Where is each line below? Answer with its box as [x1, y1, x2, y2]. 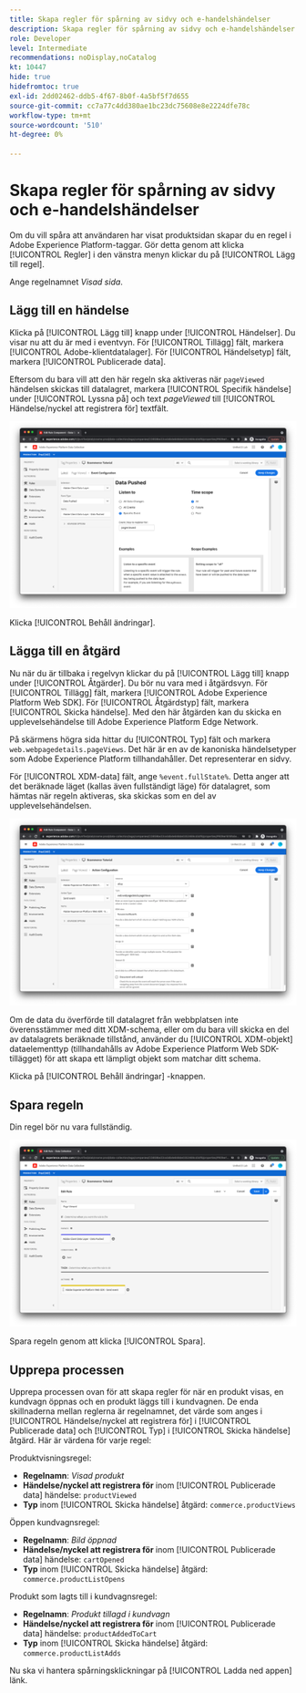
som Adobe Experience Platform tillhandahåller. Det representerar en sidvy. [9, 753, 292, 764]
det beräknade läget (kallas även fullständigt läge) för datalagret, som [9, 780, 270, 791]
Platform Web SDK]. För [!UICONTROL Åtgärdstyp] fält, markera [9, 697, 250, 707]
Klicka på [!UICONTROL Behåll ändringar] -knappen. [9, 1071, 207, 1082]
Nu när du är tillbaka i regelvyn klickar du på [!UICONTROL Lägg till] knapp [9, 667, 290, 678]
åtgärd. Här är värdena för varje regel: [9, 1435, 152, 1446]
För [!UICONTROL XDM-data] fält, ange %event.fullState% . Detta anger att [9, 770, 290, 781]
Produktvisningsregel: [9, 1452, 92, 1463]
